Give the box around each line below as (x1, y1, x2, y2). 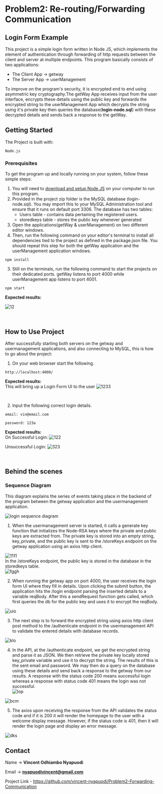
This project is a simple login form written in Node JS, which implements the (5, 46, 158, 52)
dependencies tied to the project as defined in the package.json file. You (12, 238, 158, 243)
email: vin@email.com (5, 412, 49, 417)
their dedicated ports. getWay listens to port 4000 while (12, 271, 125, 277)
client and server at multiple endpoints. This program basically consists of (5, 57, 153, 62)
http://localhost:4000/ (5, 370, 54, 375)
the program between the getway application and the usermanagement (5, 498, 148, 504)
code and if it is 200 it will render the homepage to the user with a (12, 712, 145, 718)
